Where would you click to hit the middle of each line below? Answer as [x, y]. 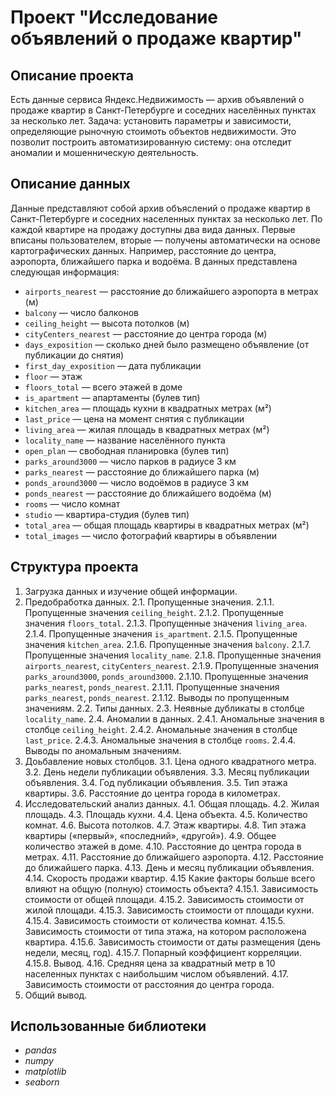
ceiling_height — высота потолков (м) [107, 323]
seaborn [42, 1082]
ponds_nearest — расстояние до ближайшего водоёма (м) [148, 493]
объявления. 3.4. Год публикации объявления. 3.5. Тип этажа [156, 782]
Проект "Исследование [114, 17]
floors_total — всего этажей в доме [103, 387]
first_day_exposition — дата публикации [113, 365]
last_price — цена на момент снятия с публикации [134, 418]
